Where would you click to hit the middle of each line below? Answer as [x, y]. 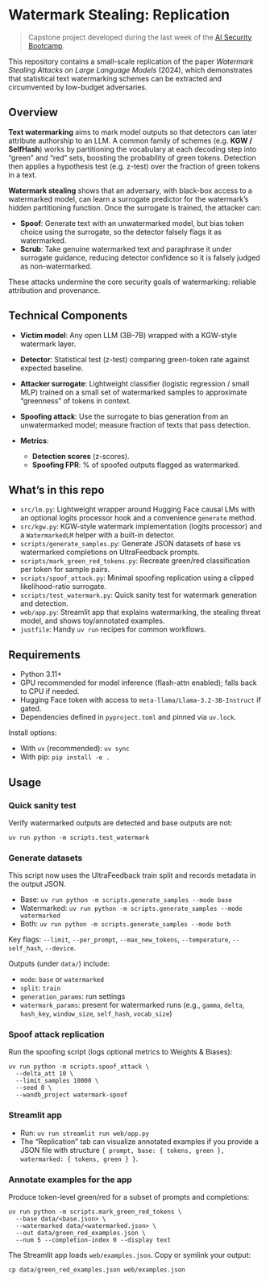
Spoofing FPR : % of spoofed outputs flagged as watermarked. [136, 465]
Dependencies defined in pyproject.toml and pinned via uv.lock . [128, 717]
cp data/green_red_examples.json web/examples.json [97, 1270]
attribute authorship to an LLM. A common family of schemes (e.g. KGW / [130, 140]
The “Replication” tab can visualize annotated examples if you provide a [139, 1141]
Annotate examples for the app [71, 1180]
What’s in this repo [56, 490]
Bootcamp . [46, 45]
